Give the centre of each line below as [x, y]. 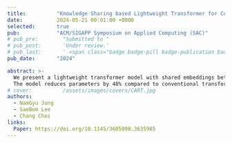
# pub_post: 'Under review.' [58, 46]
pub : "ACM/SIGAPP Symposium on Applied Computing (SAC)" [108, 33]
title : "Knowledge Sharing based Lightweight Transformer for [112, 13]
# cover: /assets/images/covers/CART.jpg [81, 90]
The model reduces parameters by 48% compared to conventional [106, 84]
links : [17, 122]
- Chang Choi [32, 116]
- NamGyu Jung [33, 103]
